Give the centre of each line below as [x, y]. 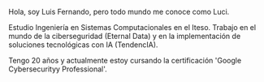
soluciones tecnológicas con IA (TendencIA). [83, 45]
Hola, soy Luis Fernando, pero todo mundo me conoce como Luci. [119, 12]
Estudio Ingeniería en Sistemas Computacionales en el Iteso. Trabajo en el [132, 27]
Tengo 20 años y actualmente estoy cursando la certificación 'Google [125, 60]
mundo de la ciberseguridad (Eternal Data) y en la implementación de [125, 36]
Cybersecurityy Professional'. [58, 69]
